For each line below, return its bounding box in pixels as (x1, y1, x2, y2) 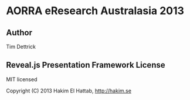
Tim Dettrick (6, 43, 36, 50)
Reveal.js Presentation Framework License (6, 60, 165, 70)
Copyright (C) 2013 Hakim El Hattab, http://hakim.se (6, 87, 132, 94)
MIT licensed (6, 75, 38, 83)
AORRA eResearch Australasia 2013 (6, 4, 185, 18)
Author (6, 28, 32, 38)
